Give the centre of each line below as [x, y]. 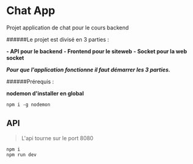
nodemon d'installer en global [45, 93]
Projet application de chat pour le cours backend [68, 28]
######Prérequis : [30, 81]
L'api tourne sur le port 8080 [57, 138]
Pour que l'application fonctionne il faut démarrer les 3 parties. [89, 69]
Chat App [31, 11]
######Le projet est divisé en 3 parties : [58, 39]
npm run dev [21, 155]
